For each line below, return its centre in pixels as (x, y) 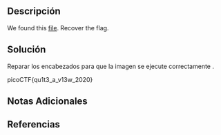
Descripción (34, 11)
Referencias (34, 124)
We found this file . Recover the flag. (58, 28)
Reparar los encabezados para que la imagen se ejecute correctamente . (110, 66)
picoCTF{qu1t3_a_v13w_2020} (50, 79)
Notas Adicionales (47, 102)
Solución (27, 50)
